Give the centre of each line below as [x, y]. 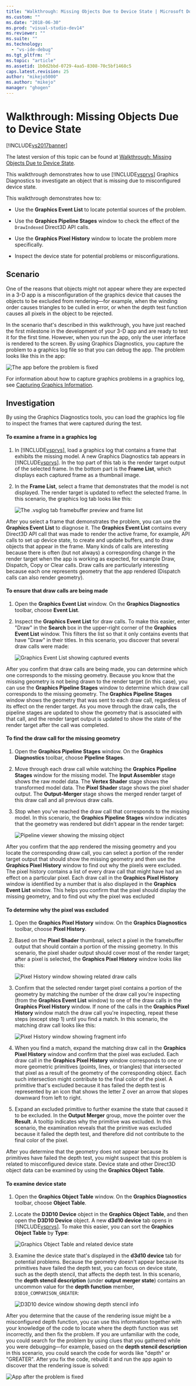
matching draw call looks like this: [55, 1025]
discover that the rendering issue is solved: [58, 1365]
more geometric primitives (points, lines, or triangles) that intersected [98, 1067]
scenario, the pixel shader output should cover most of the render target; [102, 953]
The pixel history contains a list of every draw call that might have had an [94, 872]
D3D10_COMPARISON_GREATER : [47, 1293]
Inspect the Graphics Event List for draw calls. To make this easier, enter [102, 621]
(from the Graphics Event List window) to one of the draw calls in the [98, 1001]
